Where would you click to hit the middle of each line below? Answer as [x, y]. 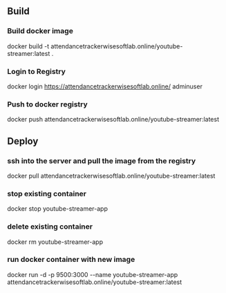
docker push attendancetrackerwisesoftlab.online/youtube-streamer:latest [113, 120]
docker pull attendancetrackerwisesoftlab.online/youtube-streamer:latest [111, 176]
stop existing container [47, 193]
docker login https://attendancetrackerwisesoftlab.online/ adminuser [105, 86]
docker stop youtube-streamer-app [58, 209]
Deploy [23, 141]
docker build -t [28, 46]
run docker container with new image [71, 260]
